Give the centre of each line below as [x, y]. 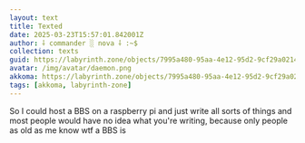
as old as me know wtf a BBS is [68, 130]
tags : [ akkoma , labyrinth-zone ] [70, 85]
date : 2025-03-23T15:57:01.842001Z [77, 34]
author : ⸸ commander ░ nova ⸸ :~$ [74, 43]
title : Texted [36, 26]
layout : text [34, 18]
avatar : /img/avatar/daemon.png [70, 69]
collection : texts [44, 52]
